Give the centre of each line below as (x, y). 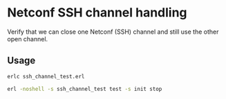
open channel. (28, 38)
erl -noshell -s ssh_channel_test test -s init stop (85, 89)
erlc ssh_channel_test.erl (46, 76)
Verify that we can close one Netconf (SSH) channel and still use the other (113, 32)
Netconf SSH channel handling (97, 13)
